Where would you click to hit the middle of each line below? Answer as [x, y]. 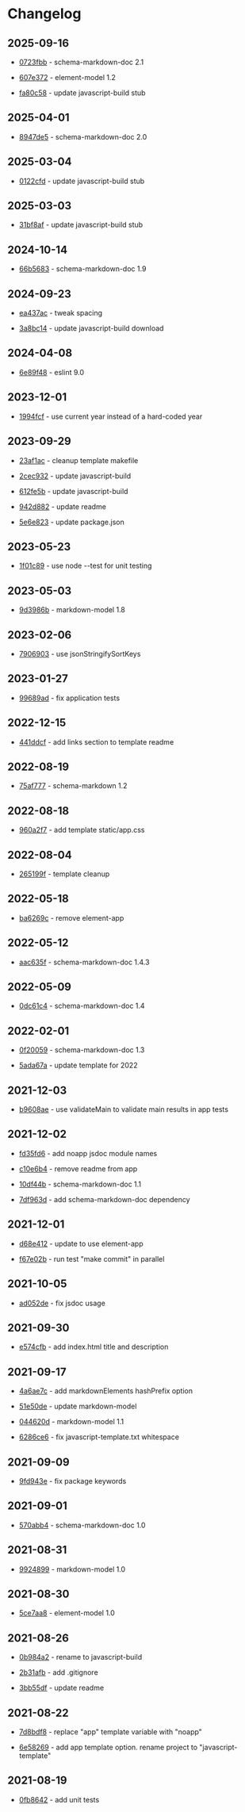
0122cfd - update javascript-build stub [82, 181]
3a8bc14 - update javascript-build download [91, 328]
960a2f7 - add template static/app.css [82, 830]
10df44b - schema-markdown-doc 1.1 [80, 1184]
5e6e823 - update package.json [71, 522]
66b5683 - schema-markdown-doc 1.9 [82, 269]
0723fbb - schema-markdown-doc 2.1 [81, 62]
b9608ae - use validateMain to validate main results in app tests [124, 1109]
